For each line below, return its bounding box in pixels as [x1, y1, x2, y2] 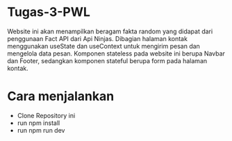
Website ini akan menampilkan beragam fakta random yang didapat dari [7, 27, 213, 35]
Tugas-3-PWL [7, 4, 90, 20]
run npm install [17, 119, 60, 127]
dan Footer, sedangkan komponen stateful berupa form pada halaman [7, 56, 208, 65]
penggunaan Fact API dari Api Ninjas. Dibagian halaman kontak [7, 34, 188, 42]
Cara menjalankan [7, 88, 115, 104]
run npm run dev [17, 126, 65, 134]
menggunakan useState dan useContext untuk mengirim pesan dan [7, 42, 200, 50]
